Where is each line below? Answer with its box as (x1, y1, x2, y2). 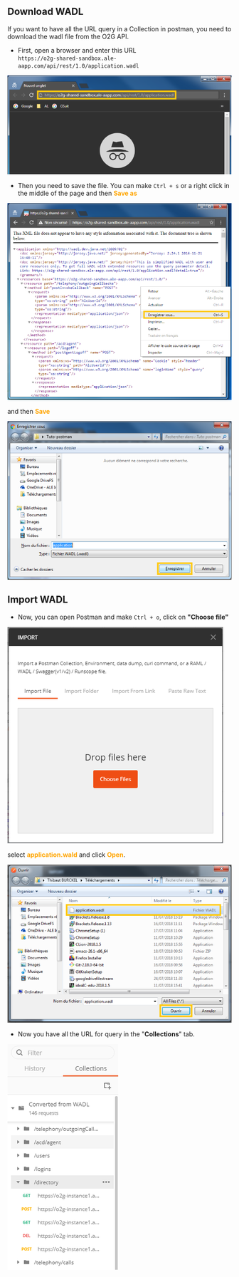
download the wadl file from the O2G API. (7, 32, 129, 41)
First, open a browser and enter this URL (17, 46, 137, 54)
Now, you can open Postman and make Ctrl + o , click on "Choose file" (17, 613, 229, 621)
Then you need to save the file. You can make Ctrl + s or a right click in (17, 181, 230, 189)
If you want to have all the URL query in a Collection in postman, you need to (7, 24, 232, 33)
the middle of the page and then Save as (17, 189, 137, 197)
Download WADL (7, 6, 84, 18)
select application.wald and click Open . (7, 850, 126, 859)
